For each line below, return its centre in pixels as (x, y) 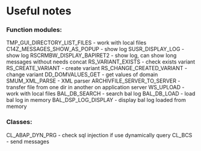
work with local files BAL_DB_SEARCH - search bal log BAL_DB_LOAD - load (101, 93)
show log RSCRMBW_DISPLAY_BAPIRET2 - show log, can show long (91, 56)
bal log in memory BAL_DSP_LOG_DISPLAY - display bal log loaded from (96, 100)
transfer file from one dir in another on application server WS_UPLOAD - (95, 87)
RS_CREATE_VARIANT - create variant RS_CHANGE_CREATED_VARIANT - (97, 68)
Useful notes (39, 11)
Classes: (19, 122)
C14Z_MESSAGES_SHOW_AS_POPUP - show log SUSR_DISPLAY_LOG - (95, 49)
